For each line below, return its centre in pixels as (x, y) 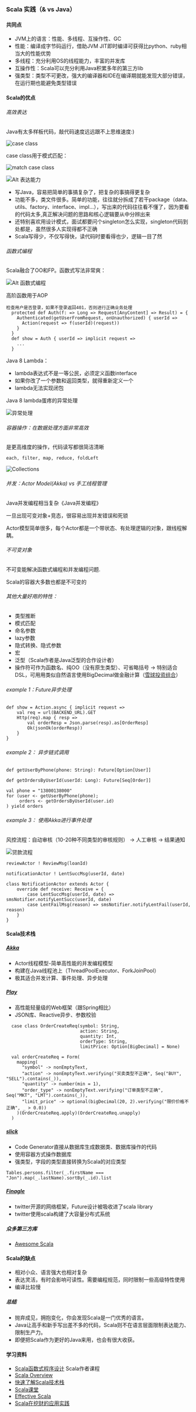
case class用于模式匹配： (37, 155)
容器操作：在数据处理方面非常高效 (47, 427)
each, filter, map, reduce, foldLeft (52, 458)
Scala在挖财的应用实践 (42, 1403)
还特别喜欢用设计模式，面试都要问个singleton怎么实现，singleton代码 (99, 221)
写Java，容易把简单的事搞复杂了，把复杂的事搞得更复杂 (82, 192)
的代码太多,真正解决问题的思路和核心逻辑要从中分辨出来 (82, 214)
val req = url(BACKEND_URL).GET (56, 713)
